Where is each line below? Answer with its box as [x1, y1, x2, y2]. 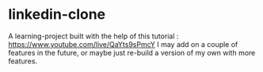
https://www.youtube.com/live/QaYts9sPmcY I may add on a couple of [8, 39, 238, 49]
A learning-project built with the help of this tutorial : [8, 31, 179, 41]
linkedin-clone [8, 5, 106, 23]
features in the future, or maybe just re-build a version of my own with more [8, 48, 256, 57]
